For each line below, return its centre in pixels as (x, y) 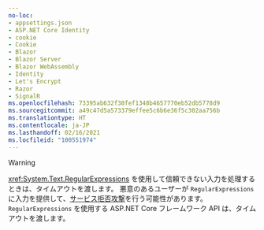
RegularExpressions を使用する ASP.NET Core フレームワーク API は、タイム (132, 208)
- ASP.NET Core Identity (49, 30)
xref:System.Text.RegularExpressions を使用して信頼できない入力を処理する (132, 179)
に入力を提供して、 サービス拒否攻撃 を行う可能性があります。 (108, 198)
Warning (22, 162)
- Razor (21, 89)
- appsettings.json (40, 23)
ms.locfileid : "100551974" (52, 140)
